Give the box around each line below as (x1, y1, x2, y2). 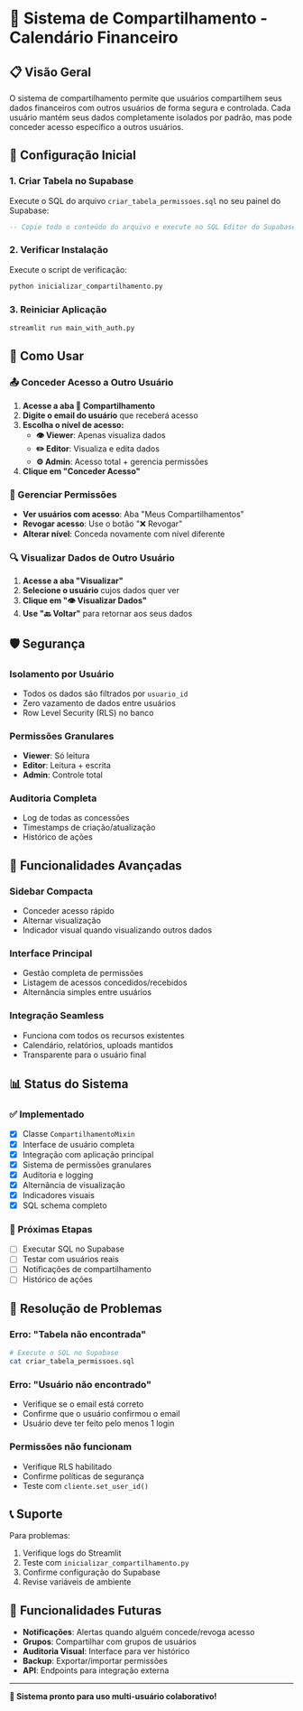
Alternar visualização (22, 916, 102, 926)
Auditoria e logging (22, 1169, 94, 1180)
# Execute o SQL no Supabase (9, 1349, 119, 1358)
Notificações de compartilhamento (22, 1264, 151, 1275)
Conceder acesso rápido (22, 906, 115, 916)
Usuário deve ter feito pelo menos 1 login (22, 1418, 175, 1429)
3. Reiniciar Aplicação (9, 302, 107, 315)
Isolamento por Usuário (9, 667, 115, 680)
